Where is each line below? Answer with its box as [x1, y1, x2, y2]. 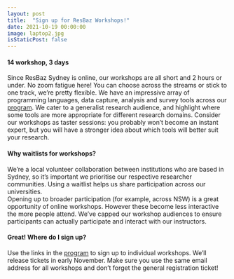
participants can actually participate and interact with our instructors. [7, 217, 207, 225]
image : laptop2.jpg [7, 29, 64, 37]
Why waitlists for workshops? [7, 149, 97, 158]
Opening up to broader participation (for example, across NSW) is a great [7, 194, 219, 203]
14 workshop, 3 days [7, 57, 69, 67]
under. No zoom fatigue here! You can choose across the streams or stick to [7, 81, 228, 90]
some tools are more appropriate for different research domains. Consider [7, 111, 221, 119]
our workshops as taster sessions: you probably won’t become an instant [7, 118, 219, 127]
